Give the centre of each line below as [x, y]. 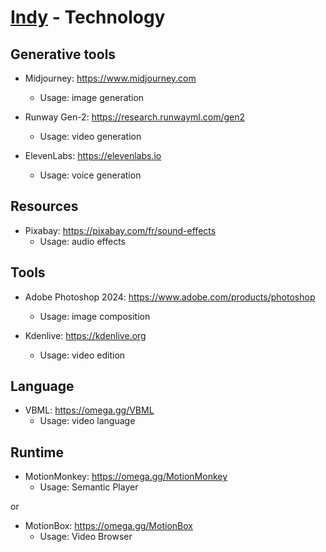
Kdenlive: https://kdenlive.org [85, 335]
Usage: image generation [92, 97]
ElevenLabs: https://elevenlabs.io [93, 155]
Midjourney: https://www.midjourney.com [110, 78]
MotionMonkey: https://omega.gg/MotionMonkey [126, 477]
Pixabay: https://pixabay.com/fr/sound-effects [120, 230]
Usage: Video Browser [86, 537]
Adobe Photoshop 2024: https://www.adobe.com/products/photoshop [170, 297]
